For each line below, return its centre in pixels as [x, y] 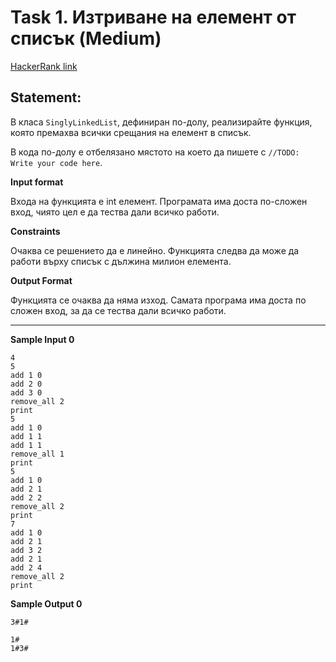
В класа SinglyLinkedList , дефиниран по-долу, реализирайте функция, [161, 122]
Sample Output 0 [46, 603]
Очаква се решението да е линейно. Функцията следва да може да [155, 250]
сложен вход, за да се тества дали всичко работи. [118, 310]
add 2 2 [26, 497]
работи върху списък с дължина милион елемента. [121, 261]
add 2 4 [26, 567]
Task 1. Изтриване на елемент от [153, 17]
